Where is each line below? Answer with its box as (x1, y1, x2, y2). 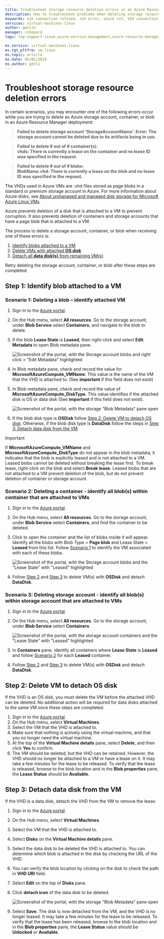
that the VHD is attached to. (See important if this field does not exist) (12, 376, 154, 382)
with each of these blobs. (12, 550, 63, 556)
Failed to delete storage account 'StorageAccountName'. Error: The (17, 129, 157, 135)
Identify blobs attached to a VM (12, 243, 76, 249)
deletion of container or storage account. (5, 476, 88, 481)
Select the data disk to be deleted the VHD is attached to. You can (12, 846, 145, 852)
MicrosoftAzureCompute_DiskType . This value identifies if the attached (12, 391, 159, 397)
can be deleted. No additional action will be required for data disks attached (5, 699, 158, 706)
